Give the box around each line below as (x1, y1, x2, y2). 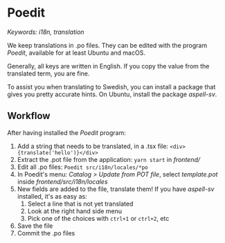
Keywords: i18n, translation (7, 28, 84, 36)
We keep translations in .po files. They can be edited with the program (7, 41, 208, 49)
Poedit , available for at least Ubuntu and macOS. (7, 48, 145, 57)
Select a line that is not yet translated (27, 199, 134, 208)
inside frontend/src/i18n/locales (17, 177, 109, 186)
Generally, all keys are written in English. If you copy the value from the (7, 62, 210, 70)
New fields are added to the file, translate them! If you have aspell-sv (17, 185, 215, 193)
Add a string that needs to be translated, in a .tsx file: (17, 142, 168, 150)
